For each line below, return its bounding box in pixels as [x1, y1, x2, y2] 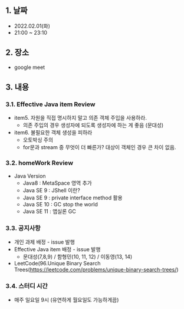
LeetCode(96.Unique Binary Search [14, 259, 101, 267]
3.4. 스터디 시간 [5, 282, 48, 290]
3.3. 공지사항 [5, 223, 41, 232]
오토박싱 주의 [22, 136, 54, 143]
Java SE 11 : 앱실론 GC [22, 208, 76, 215]
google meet [14, 64, 45, 71]
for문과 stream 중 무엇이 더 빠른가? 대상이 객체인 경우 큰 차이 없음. [22, 144, 176, 151]
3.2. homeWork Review [5, 159, 74, 167]
